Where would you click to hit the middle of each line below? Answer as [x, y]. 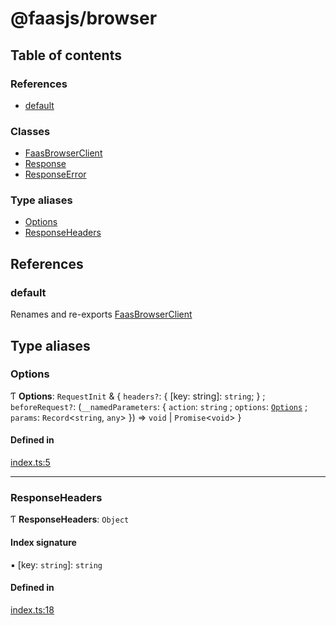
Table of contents [66, 55]
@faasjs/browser [84, 18]
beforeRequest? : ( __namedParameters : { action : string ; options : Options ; [159, 406]
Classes [30, 131]
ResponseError [55, 174]
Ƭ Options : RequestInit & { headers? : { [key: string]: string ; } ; [138, 396]
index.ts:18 [32, 609]
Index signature [43, 542]
